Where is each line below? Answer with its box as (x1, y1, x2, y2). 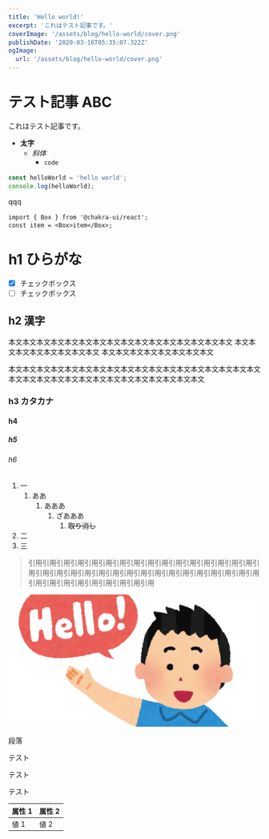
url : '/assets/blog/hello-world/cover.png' (15, 55, 163, 63)
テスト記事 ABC (8, 93, 112, 111)
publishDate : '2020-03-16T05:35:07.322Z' (8, 38, 149, 46)
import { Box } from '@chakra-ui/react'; (8, 213, 149, 221)
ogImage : (8, 46, 38, 55)
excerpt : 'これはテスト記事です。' (8, 21, 114, 30)
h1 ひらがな (8, 250, 82, 268)
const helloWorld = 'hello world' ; (8, 173, 127, 182)
